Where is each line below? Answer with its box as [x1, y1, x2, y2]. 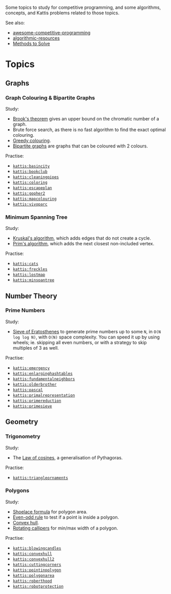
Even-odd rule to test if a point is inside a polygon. [12, 514, 119, 520]
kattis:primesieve [12, 404, 52, 409]
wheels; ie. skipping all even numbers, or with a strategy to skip [12, 339, 147, 345]
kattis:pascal [12, 387, 43, 392]
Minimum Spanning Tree [5, 214, 68, 221]
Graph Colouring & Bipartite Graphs [5, 94, 95, 101]
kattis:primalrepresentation [12, 393, 75, 398]
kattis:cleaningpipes [12, 174, 59, 180]
